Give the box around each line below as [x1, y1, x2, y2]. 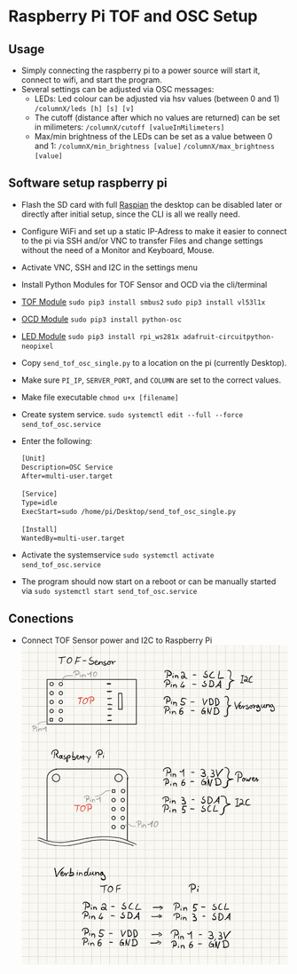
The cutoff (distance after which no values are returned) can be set [34, 113, 280, 123]
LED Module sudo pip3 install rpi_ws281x [20, 330, 180, 341]
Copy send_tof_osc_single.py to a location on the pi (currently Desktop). [20, 357, 287, 368]
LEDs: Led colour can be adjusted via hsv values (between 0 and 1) [34, 93, 280, 104]
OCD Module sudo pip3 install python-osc [20, 313, 183, 324]
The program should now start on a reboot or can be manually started [20, 575, 277, 587]
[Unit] [20, 454, 46, 463]
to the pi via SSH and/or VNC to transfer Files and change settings [20, 235, 263, 246]
